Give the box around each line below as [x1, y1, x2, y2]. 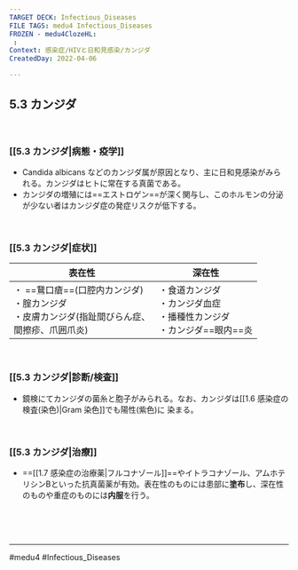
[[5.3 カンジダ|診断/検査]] [9, 371, 119, 384]
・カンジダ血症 [158, 297, 222, 310]
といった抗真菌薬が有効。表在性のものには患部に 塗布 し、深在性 [50, 479, 284, 489]
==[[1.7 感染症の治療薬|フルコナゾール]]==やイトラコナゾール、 [21, 468, 255, 478]
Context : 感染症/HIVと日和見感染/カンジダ [9, 46, 151, 55]
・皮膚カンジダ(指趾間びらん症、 [13, 311, 151, 323]
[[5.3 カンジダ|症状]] [9, 241, 98, 254]
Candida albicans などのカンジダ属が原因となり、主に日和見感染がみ [21, 167, 274, 178]
